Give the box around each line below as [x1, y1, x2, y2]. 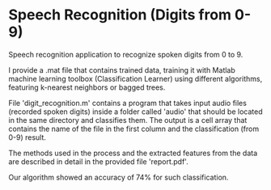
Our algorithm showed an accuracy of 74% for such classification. [8, 172, 229, 182]
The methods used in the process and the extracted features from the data [8, 148, 257, 158]
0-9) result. [8, 132, 47, 142]
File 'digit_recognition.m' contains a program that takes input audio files [8, 98, 247, 108]
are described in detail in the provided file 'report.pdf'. [8, 156, 188, 167]
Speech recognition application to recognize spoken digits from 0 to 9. [8, 49, 243, 59]
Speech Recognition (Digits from [8, 6, 232, 24]
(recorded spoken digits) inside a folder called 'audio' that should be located [8, 107, 263, 116]
